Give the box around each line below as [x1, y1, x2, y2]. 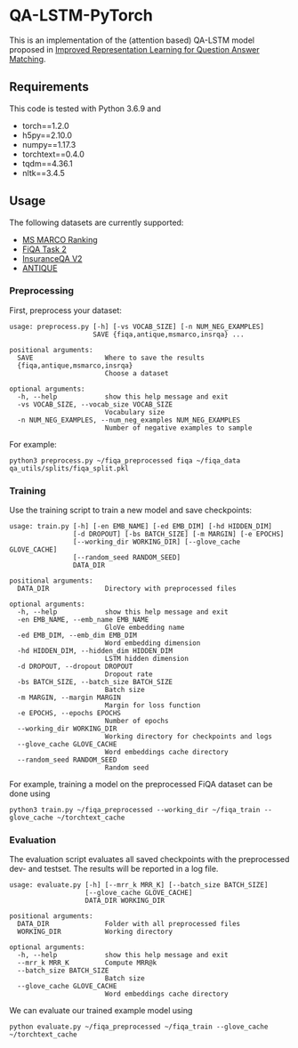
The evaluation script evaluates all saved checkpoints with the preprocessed [9, 854, 290, 865]
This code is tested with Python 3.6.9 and [9, 103, 162, 114]
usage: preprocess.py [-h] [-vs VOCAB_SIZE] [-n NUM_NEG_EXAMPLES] [9, 322, 265, 331]
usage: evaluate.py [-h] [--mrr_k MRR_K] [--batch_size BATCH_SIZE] [9, 881, 269, 890]
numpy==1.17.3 [21, 139, 77, 149]
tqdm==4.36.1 [21, 157, 73, 169]
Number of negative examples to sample [104, 423, 253, 432]
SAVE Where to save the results [17, 353, 205, 362]
